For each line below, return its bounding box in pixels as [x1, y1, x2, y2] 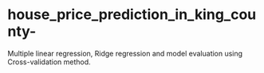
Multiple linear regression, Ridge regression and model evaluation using [7, 48, 243, 58]
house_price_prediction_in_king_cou [7, 6, 257, 24]
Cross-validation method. [7, 57, 91, 67]
